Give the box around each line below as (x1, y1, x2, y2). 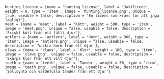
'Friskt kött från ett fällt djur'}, (5, 30, 82, 35)
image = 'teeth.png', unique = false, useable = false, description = (5, 65, 153, 70)
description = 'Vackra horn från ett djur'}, (5, 43, 100, 48)
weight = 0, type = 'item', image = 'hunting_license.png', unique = (5, 9, 151, 14)
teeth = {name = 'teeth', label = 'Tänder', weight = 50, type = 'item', (5, 60, 160, 65)
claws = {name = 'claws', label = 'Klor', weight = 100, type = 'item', (5, 48, 157, 53)
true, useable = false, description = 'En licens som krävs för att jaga (5, 13, 160, 18)
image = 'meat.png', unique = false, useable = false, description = (5, 26, 151, 31)
